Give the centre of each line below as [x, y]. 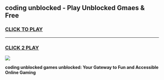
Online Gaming [20, 72]
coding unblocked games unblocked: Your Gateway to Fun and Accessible [82, 67]
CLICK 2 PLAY [22, 48]
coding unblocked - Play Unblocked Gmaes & [75, 8]
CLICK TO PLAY [24, 30]
